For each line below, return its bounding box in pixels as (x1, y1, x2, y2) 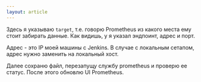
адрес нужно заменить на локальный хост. (6, 50, 119, 58)
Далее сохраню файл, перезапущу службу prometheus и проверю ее (6, 62, 188, 69)
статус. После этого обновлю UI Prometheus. (6, 68, 124, 76)
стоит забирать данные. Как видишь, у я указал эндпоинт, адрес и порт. (6, 32, 196, 39)
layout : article (6, 9, 48, 15)
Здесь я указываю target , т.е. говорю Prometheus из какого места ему (6, 26, 192, 33)
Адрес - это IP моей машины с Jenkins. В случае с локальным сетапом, (6, 44, 194, 51)
